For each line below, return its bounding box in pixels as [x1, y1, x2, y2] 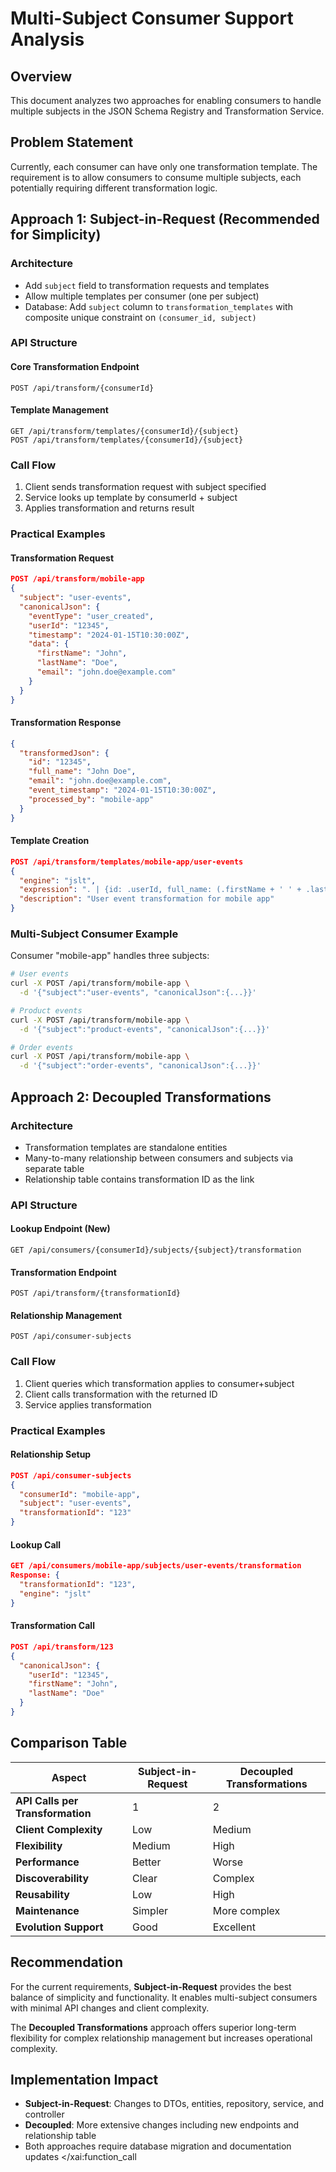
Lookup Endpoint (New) [10, 1223, 111, 1235]
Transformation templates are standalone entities [24, 1141, 228, 1153]
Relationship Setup [10, 1448, 92, 1461]
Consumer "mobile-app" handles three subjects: [10, 950, 210, 962]
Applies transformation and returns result [24, 502, 195, 514]
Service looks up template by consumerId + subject [24, 492, 238, 504]
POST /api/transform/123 [10, 1642, 114, 1652]
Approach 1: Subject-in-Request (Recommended [10, 211, 320, 228]
